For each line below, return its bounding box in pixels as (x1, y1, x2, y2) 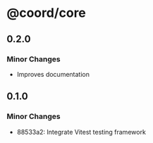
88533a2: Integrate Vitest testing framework (16, 128, 146, 136)
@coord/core (6, 5, 86, 21)
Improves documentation (16, 70, 90, 78)
